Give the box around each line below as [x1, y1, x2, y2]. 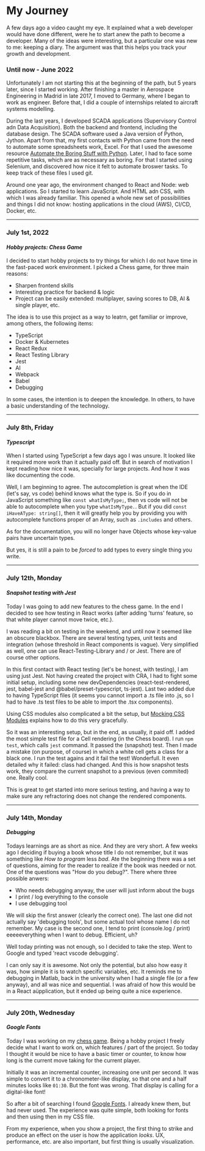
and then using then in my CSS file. [6, 1113, 95, 1120]
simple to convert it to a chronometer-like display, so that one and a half [6, 1075, 187, 1082]
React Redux [15, 344, 48, 352]
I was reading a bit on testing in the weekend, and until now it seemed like [6, 628, 192, 635]
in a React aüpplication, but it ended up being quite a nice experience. [6, 987, 182, 995]
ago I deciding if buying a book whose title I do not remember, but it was [6, 848, 188, 856]
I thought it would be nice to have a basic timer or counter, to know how [6, 1050, 187, 1057]
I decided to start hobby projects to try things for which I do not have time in [6, 257, 198, 264]
